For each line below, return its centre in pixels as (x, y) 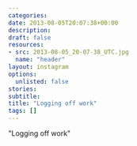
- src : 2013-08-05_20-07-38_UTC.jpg (68, 52)
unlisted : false (42, 81)
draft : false (30, 37)
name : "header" (40, 60)
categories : (28, 15)
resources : (26, 45)
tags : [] (23, 111)
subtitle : (25, 96)
